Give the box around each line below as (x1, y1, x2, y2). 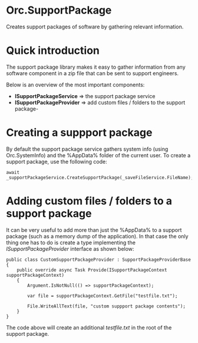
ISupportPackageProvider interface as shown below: (6, 245, 134, 252)
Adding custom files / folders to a (6, 195, 173, 208)
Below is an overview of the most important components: (6, 81, 145, 88)
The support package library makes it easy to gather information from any (6, 63, 186, 70)
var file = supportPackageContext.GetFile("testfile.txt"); (27, 293, 178, 299)
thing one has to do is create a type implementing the (6, 239, 136, 246)
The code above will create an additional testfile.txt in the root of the (6, 323, 172, 331)
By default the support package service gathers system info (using (6, 145, 169, 153)
